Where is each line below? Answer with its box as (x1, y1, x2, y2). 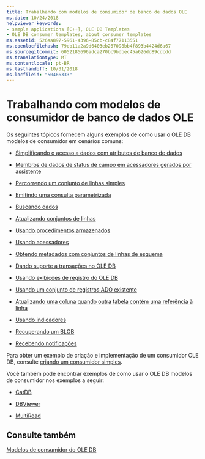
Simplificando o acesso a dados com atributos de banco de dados (15, 149, 182, 156)
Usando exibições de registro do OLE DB (15, 274, 118, 282)
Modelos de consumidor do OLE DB (6, 446, 97, 453)
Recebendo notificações (15, 340, 77, 347)
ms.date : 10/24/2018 (6, 15, 59, 21)
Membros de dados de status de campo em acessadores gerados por (15, 161, 192, 169)
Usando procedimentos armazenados (15, 227, 111, 234)
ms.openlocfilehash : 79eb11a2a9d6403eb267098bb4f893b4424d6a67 (6, 43, 171, 50)
